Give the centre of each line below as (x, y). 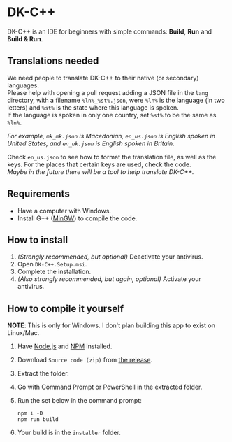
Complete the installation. (54, 272)
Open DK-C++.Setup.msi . (52, 264)
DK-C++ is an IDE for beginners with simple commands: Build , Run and (109, 31)
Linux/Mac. (23, 333)
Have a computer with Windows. (64, 211)
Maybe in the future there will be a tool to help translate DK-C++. (101, 171)
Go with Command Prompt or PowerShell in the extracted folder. (110, 387)
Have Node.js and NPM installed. (65, 346)
